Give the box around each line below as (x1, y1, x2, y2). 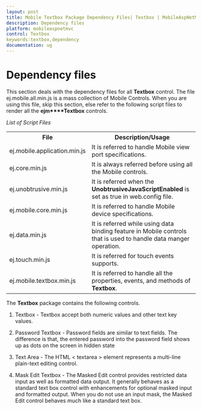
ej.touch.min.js (9, 255, 50, 264)
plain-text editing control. (14, 360, 78, 367)
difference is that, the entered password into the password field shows (14, 335, 191, 342)
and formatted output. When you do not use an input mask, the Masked (14, 390, 192, 398)
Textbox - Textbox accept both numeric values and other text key (14, 311, 177, 318)
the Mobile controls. (91, 168, 148, 176)
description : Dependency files (6, 20, 85, 26)
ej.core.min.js (9, 163, 47, 172)
